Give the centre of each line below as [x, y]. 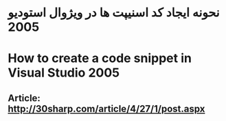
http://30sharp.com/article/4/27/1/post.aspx [106, 108]
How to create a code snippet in [100, 58]
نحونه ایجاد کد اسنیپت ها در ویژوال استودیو [114, 13]
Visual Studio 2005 [64, 73]
